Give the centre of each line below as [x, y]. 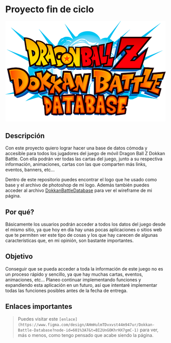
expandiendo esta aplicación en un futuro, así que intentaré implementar [81, 285]
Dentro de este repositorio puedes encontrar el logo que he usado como [81, 180]
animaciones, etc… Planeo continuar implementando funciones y [73, 280]
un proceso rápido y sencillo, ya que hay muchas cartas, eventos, [74, 274]
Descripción [25, 136]
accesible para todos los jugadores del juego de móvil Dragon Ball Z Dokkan [85, 154]
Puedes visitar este [38, 319]
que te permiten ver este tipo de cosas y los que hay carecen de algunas [82, 235]
